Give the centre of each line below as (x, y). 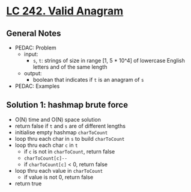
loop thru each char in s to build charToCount (70, 138)
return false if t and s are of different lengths (70, 126)
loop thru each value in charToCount (59, 170)
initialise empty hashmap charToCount (61, 132)
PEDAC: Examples (37, 86)
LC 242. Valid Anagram (65, 11)
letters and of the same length (70, 67)
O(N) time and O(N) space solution (58, 119)
